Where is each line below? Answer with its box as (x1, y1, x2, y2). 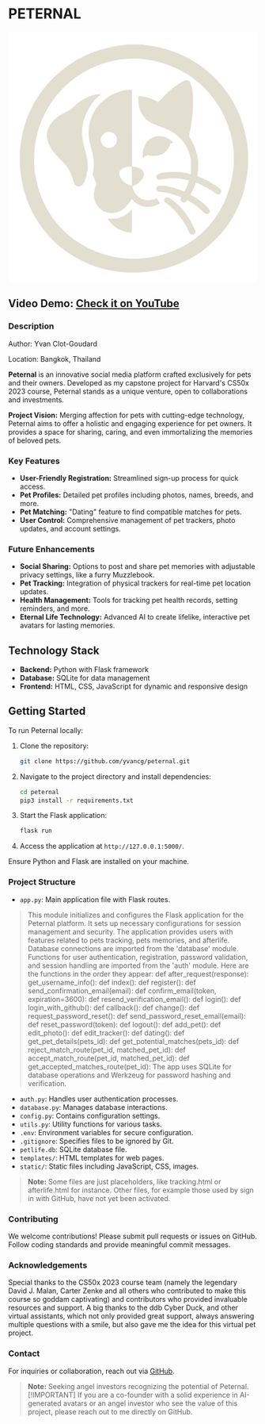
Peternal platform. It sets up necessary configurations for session (27, 918, 241, 928)
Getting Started (8, 704, 86, 718)
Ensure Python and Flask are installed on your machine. (8, 857, 190, 866)
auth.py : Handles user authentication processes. (19, 1094, 179, 1104)
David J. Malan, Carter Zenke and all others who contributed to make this (8, 1286, 247, 1295)
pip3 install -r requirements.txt (19, 796, 134, 804)
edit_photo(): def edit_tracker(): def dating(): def (27, 1028, 185, 1038)
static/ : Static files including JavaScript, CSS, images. (19, 1161, 199, 1171)
